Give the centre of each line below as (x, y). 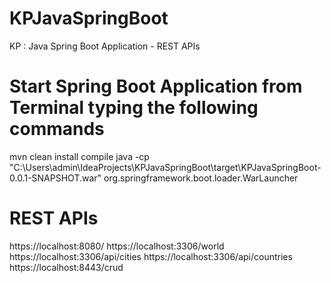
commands (57, 129)
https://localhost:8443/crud (66, 267)
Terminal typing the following (134, 108)
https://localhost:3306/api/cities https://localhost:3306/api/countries (151, 256)
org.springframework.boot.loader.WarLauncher (201, 178)
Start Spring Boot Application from (156, 86)
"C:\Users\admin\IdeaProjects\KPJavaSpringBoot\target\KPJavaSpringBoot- (165, 167)
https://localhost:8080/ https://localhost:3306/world (117, 246)
